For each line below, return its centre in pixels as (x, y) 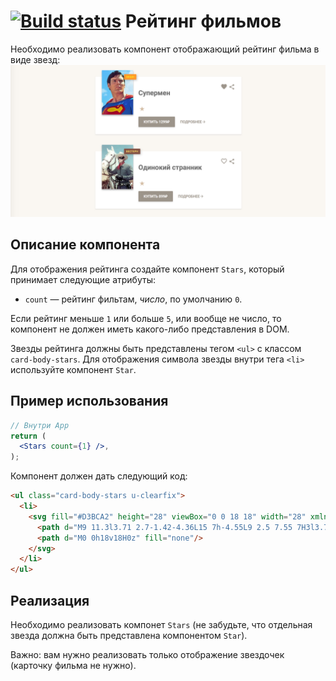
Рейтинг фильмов (203, 21)
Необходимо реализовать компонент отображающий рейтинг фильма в (165, 49)
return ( (28, 436)
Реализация (50, 600)
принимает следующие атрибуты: (83, 279)
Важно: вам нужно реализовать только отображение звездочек (147, 655)
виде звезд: (35, 59)
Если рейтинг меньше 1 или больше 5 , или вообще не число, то (146, 318)
